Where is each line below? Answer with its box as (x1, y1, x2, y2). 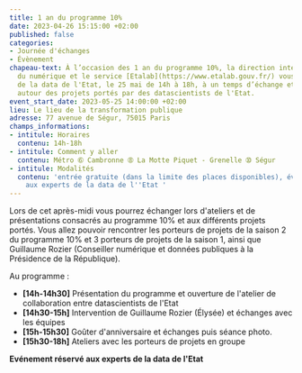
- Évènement (9, 55, 54, 64)
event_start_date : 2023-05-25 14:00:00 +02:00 (9, 96, 187, 106)
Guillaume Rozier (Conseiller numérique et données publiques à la (9, 244, 254, 255)
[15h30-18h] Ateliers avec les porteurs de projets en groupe (22, 336, 245, 347)
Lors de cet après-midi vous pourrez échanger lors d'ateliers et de (9, 205, 256, 216)
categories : (9, 38, 54, 48)
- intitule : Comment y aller (9, 147, 119, 156)
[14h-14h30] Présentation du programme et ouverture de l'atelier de (22, 288, 277, 299)
